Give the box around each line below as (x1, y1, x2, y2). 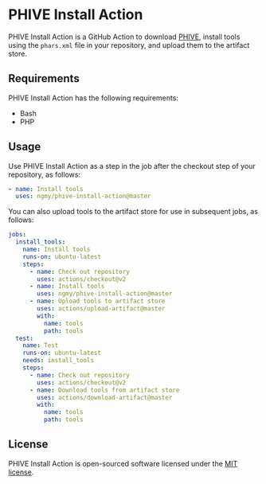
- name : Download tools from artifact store (29, 386, 180, 394)
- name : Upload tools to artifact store (29, 297, 166, 306)
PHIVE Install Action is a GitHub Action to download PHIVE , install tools (8, 32, 241, 41)
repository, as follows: (8, 170, 81, 179)
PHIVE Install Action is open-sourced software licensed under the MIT (8, 459, 238, 468)
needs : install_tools (22, 357, 94, 365)
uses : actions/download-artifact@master (37, 393, 173, 401)
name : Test (22, 342, 59, 349)
